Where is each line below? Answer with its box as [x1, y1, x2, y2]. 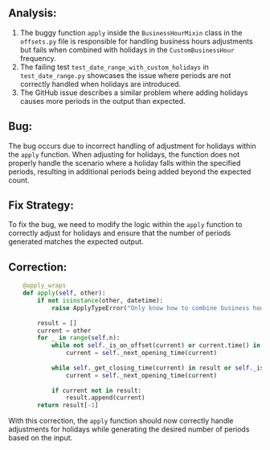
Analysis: [8, 6, 57, 20]
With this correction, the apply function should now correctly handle [8, 416, 234, 426]
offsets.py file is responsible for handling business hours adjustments [19, 36, 253, 46]
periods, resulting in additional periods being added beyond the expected [8, 167, 252, 176]
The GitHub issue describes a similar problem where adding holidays [19, 88, 248, 97]
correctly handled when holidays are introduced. [19, 79, 182, 89]
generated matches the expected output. [8, 237, 144, 246]
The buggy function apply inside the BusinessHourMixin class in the [19, 27, 243, 37]
